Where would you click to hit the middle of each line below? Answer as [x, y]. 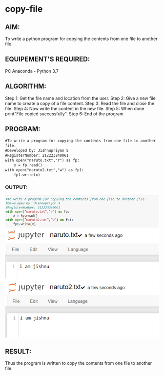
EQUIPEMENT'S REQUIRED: [48, 59]
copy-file [24, 9]
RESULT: [18, 351]
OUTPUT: [16, 187]
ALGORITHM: [26, 86]
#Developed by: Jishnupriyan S [37, 151]
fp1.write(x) [27, 175]
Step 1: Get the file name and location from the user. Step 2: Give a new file [81, 98]
